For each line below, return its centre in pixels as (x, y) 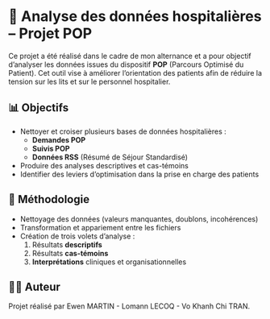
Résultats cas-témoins (70, 253)
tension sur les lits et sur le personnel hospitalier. (89, 81)
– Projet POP (50, 33)
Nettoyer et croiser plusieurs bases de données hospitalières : (123, 131)
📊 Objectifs (39, 108)
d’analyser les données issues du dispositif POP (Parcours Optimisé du (126, 64)
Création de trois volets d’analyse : (77, 236)
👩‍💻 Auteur (34, 286)
